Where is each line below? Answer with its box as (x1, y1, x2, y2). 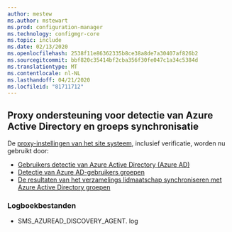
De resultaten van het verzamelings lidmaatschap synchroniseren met (17, 175, 222, 184)
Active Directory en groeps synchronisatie (7, 120, 199, 132)
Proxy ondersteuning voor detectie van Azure (7, 109, 214, 121)
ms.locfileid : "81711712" (7, 83, 84, 90)
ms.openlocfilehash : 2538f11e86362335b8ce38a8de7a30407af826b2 (7, 50, 199, 57)
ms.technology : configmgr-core (7, 30, 100, 38)
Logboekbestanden (7, 200, 77, 210)
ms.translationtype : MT (7, 63, 78, 70)
